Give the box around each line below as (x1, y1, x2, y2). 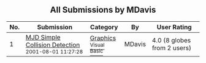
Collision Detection (25, 41, 80, 49)
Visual (90, 41, 105, 48)
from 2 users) (151, 44, 192, 52)
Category (90, 22, 118, 31)
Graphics (90, 33, 116, 42)
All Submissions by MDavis (50, 5, 156, 15)
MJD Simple (25, 33, 61, 41)
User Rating (156, 22, 192, 31)
